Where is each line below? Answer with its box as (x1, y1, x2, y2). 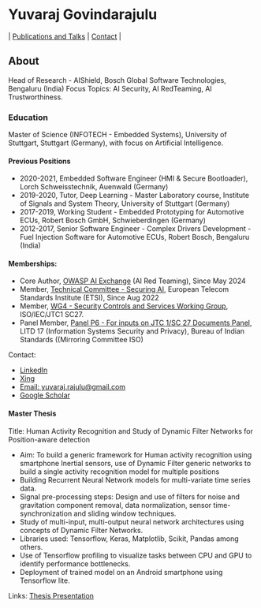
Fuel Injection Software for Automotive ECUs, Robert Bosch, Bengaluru (19, 233, 250, 242)
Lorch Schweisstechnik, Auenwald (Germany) (19, 182, 169, 192)
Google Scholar (19, 390, 71, 400)
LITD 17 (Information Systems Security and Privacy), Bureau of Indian (19, 326, 245, 336)
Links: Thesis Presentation (8, 591, 95, 600)
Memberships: (8, 259, 58, 268)
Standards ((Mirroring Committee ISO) (19, 335, 144, 345)
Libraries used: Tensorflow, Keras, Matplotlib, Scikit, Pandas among (19, 534, 239, 543)
